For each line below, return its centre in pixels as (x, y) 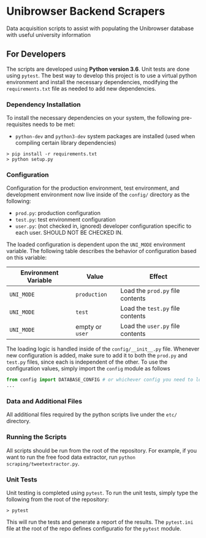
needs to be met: (54, 125)
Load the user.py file (150, 326)
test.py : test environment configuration (65, 220)
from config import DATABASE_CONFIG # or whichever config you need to (100, 380)
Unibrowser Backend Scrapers (86, 11)
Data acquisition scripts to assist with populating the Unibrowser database (100, 28)
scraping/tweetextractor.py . (43, 463)
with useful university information (48, 34)
